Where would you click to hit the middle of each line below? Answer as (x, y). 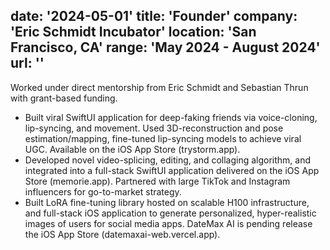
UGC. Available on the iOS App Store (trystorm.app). (132, 149)
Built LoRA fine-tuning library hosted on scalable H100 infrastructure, (167, 202)
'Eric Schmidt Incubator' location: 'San (133, 32)
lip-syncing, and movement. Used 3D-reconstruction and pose (154, 128)
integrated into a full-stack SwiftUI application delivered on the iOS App (172, 170)
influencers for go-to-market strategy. (103, 191)
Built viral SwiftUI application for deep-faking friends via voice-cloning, (171, 117)
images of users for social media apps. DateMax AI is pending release (168, 223)
